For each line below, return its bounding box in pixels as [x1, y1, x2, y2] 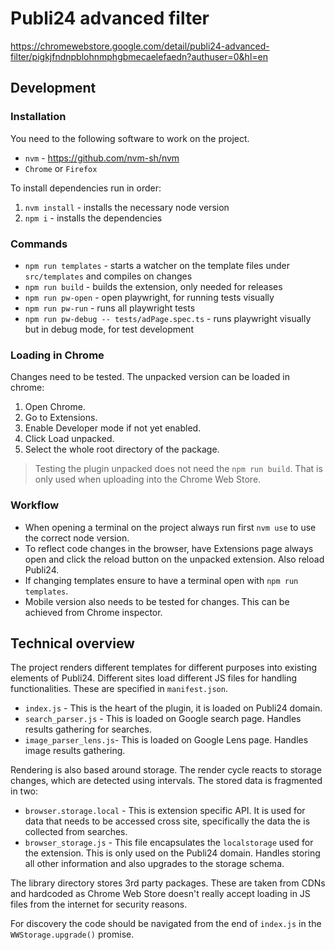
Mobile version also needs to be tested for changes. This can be [24, 595, 290, 607]
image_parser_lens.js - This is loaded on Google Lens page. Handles [24, 734, 309, 746]
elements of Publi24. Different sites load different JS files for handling [10, 672, 298, 684]
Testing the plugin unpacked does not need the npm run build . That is [34, 463, 323, 475]
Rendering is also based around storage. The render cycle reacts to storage [10, 764, 322, 776]
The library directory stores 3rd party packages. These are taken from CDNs [10, 877, 326, 889]
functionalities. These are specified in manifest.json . [10, 683, 228, 695]
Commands [10, 237, 68, 251]
